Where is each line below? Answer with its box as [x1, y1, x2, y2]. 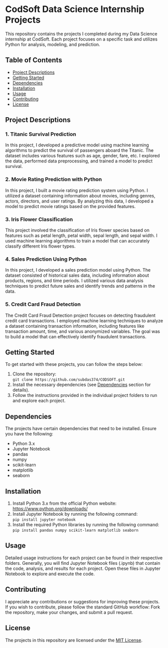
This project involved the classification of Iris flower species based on [5, 227, 149, 234]
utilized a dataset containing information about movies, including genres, [5, 192, 155, 198]
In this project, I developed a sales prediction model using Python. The [5, 267, 151, 273]
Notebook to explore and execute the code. [5, 570, 95, 577]
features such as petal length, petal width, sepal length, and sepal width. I [5, 233, 158, 239]
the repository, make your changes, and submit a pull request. [5, 609, 133, 615]
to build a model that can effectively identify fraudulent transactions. [5, 333, 147, 339]
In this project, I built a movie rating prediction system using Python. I [5, 187, 148, 193]
